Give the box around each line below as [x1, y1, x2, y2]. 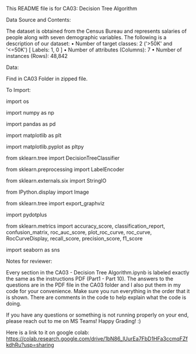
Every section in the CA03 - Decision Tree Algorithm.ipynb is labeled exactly [6, 269, 190, 276]
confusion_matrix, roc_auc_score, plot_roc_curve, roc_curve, [6, 229, 152, 236]
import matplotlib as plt [6, 132, 62, 139]
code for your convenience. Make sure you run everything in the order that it [6, 288, 190, 294]
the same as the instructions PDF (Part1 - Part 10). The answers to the [6, 275, 174, 282]
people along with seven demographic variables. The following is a [6, 34, 167, 40]
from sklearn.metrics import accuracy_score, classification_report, [6, 222, 165, 229]
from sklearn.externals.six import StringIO [6, 177, 107, 184]
